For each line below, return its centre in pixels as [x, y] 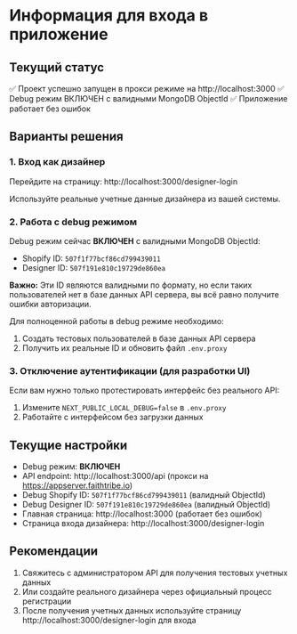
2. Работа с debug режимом [73, 222]
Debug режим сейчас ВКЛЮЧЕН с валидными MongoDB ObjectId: [135, 240]
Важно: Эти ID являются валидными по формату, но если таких [131, 285]
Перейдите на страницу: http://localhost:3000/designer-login [124, 181]
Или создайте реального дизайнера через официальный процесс [147, 591]
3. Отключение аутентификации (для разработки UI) [130, 370]
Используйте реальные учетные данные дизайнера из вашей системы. [145, 199]
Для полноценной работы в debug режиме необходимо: [116, 321]
